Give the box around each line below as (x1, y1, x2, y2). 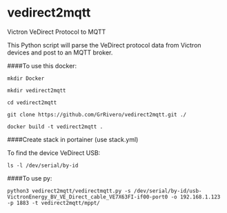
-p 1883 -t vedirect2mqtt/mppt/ (7, 199, 100, 206)
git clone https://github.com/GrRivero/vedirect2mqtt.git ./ (7, 111, 187, 118)
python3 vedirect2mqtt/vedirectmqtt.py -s (7, 187, 131, 194)
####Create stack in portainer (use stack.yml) (7, 135, 139, 143)
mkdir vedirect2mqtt (7, 87, 67, 94)
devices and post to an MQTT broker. (7, 48, 113, 57)
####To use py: (7, 174, 52, 182)
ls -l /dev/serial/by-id (7, 162, 79, 169)
